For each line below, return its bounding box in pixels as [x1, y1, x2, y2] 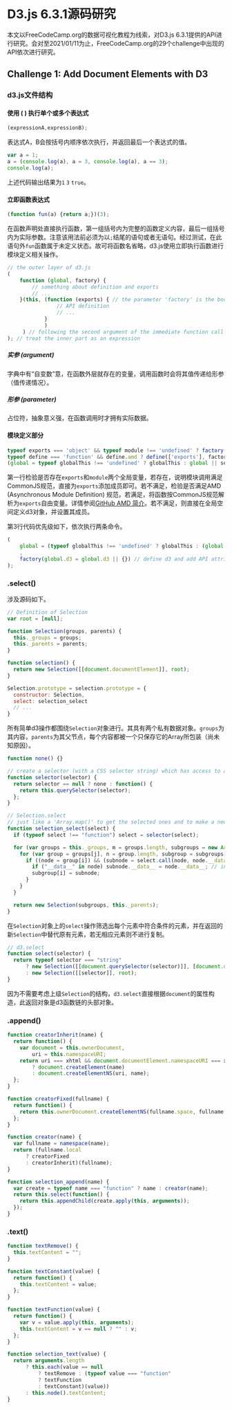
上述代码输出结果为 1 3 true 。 [7, 178, 90, 186]
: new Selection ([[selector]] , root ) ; [25, 970, 137, 976]
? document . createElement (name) [32, 1064, 126, 1071]
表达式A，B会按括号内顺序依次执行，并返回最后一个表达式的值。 [7, 138, 191, 146]
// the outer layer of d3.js [7, 264, 91, 271]
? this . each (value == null [25, 1364, 104, 1371]
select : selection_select [13, 698, 88, 704]
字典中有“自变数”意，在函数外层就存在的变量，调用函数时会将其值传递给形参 [7, 370, 224, 378]
